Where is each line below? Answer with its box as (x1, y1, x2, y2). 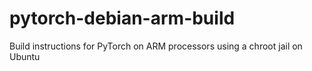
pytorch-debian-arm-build (9, 7, 236, 30)
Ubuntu (9, 50, 41, 62)
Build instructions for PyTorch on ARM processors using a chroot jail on (9, 40, 303, 52)
